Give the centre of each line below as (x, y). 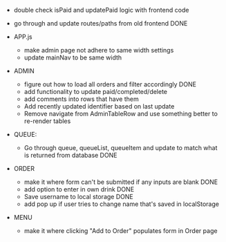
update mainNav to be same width (73, 57)
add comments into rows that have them (82, 99)
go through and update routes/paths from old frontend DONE (101, 23)
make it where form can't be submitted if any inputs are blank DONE (121, 182)
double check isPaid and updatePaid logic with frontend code (101, 10)
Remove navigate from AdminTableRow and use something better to (121, 114)
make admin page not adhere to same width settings (99, 50)
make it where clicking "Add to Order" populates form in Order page (121, 231)
